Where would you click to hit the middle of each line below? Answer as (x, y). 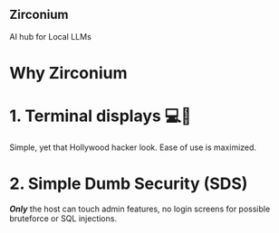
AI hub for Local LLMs (51, 36)
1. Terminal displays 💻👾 (101, 116)
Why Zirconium (69, 73)
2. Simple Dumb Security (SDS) (129, 184)
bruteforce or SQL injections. (63, 218)
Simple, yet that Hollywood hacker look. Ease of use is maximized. (133, 147)
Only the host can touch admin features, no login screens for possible (140, 209)
